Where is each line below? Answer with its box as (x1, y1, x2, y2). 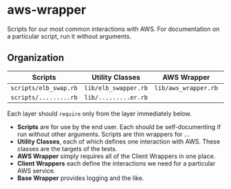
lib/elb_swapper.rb (84, 84, 148, 91)
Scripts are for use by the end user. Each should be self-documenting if (16, 122, 221, 131)
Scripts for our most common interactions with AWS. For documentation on (7, 25, 220, 33)
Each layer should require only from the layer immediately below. (7, 109, 192, 118)
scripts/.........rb (10, 93, 78, 101)
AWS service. (16, 166, 56, 175)
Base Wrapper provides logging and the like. (16, 174, 144, 182)
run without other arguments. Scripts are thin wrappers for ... (16, 130, 190, 138)
